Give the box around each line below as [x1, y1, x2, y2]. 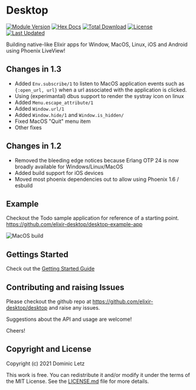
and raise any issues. [48, 304, 100, 311]
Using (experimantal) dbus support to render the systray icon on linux [14, 92, 184, 99]
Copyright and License [6, 344, 92, 355]
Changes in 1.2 [6, 141, 62, 151]
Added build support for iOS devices [14, 169, 104, 176]
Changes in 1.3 [6, 64, 62, 74]
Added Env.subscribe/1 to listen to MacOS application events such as [14, 80, 185, 87]
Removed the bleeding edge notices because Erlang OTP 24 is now [14, 157, 179, 164]
